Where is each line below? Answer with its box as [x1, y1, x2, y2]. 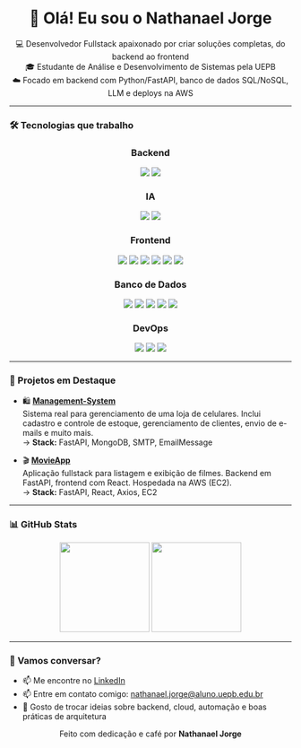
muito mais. [50, 427, 94, 438]
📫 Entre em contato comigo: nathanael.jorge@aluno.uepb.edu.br [21, 689, 263, 700]
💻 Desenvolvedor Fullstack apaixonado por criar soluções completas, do [15, 38, 286, 48]
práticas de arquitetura [21, 711, 107, 722]
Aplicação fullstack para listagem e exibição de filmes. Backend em [21, 467, 271, 478]
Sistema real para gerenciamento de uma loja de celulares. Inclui [21, 408, 262, 419]
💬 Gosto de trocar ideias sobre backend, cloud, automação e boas [21, 701, 267, 712]
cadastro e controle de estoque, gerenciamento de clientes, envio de [21, 417, 278, 429]
